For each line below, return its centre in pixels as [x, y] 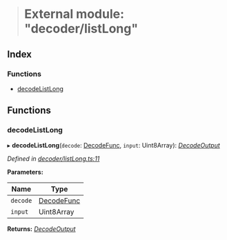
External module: [74, 14]
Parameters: [25, 172]
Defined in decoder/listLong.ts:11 [53, 159]
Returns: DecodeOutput [41, 229]
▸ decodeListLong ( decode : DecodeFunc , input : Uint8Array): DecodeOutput [114, 145]
